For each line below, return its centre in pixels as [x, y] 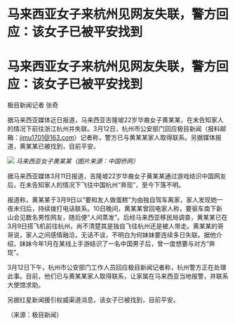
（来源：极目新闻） [35, 315]
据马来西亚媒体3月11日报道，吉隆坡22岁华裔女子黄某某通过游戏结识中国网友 [117, 176]
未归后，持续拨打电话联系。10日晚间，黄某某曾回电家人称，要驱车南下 [115, 208]
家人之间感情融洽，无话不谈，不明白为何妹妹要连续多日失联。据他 [121, 235]
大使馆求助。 [26, 285]
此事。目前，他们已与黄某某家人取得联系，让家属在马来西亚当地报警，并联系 [118, 276]
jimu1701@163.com [47, 138]
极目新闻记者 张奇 [33, 105]
